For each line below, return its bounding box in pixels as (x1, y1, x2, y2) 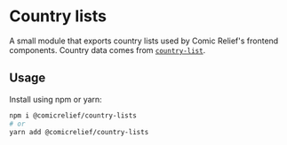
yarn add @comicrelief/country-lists (9, 127, 149, 136)
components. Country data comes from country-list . (9, 44, 206, 55)
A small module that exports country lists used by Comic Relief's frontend (9, 35, 279, 46)
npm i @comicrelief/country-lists (9, 111, 138, 120)
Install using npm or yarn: (9, 94, 102, 104)
